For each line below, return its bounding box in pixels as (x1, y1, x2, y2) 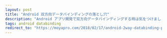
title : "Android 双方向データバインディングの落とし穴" (5, 12, 109, 17)
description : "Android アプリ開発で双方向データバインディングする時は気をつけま (5, 16, 158, 21)
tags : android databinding (5, 21, 61, 26)
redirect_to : (5, 26, 32, 31)
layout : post (5, 7, 32, 12)
